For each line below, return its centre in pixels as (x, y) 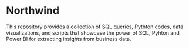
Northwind (33, 11)
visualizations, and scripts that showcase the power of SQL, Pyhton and (93, 32)
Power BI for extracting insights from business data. (69, 39)
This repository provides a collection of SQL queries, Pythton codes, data (95, 27)
